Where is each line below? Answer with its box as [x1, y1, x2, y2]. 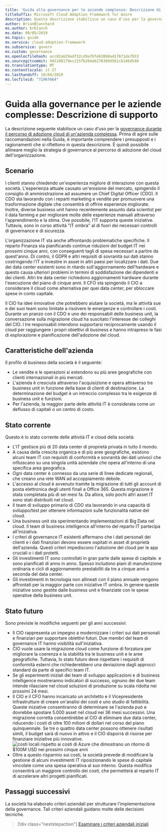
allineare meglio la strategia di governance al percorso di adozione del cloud [5, 147, 162, 153]
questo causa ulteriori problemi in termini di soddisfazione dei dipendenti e [5, 269, 159, 275]
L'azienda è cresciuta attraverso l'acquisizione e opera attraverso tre [12, 380, 153, 386]
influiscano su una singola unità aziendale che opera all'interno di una [12, 460, 156, 466]
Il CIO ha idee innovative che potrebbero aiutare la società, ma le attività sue [5, 300, 161, 306]
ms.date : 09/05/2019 [5, 30, 48, 35]
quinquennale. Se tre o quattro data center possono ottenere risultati [12, 725, 153, 731]
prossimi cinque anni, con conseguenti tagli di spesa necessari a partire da [5, 248, 159, 254]
